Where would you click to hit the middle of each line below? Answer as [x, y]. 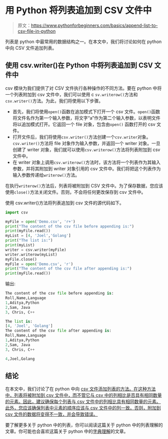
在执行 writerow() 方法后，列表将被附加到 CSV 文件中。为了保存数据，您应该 [84, 186]
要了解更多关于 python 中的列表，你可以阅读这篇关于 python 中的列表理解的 [84, 425]
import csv [17, 212]
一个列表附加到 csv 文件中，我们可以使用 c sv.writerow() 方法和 [72, 94]
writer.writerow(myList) [31, 254]
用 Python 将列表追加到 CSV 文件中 [79, 10]
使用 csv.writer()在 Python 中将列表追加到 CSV [79, 66]
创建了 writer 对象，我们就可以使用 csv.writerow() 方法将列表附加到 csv [86, 150]
